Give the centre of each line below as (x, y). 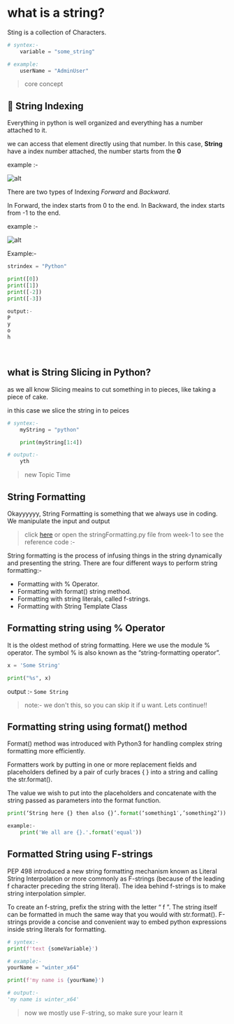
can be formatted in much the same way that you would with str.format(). (112, 914)
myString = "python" (50, 429)
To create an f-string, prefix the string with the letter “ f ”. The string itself (112, 906)
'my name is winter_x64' (43, 1000)
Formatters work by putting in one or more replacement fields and (102, 765)
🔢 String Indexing (45, 106)
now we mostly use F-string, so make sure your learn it (103, 1013)
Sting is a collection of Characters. (57, 32)
